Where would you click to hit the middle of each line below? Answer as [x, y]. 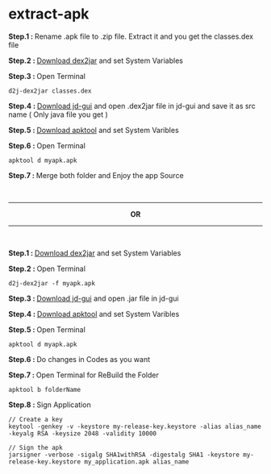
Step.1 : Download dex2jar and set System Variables [95, 253]
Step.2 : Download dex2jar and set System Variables [96, 60]
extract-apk [49, 14]
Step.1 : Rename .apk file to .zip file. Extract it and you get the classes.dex [131, 36]
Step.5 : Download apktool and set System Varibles [94, 130]
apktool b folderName [45, 389]
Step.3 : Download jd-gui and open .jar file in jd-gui [94, 298]
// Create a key [35, 419]
